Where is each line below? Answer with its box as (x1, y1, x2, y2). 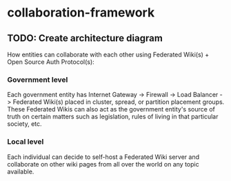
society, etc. (7, 120, 43, 128)
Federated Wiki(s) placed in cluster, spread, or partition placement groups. (12, 98, 225, 106)
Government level (7, 74, 68, 84)
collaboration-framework (7, 5, 155, 21)
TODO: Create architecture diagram (7, 32, 163, 44)
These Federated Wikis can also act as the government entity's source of (7, 105, 215, 114)
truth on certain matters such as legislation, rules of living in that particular (7, 112, 219, 121)
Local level (7, 137, 44, 147)
